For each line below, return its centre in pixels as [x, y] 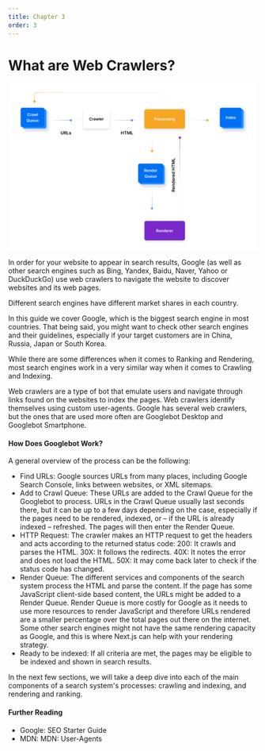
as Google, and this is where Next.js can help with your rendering [126, 637]
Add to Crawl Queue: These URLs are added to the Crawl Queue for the [136, 493]
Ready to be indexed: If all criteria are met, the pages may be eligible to [136, 653]
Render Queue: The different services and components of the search [132, 578]
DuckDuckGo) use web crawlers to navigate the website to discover [119, 279]
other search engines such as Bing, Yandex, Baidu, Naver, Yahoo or [118, 271]
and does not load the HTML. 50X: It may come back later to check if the [138, 560]
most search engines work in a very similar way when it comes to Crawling [130, 368]
